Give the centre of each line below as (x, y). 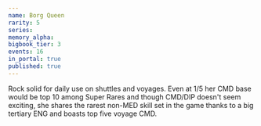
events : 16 (26, 52)
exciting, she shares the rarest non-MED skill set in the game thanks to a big (131, 105)
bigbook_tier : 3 (34, 45)
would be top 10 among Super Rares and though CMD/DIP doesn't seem (125, 97)
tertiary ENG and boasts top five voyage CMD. (83, 113)
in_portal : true (34, 59)
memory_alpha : (31, 37)
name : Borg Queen (36, 15)
